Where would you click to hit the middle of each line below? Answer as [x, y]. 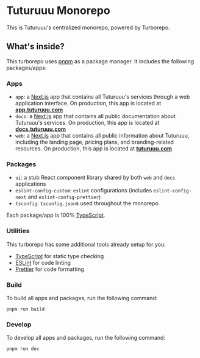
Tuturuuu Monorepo [59, 11]
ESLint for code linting [43, 262]
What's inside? [36, 47]
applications [30, 184]
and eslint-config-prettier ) [64, 197]
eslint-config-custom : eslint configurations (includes [84, 191]
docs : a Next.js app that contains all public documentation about [95, 116]
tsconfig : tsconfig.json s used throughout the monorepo [87, 203]
